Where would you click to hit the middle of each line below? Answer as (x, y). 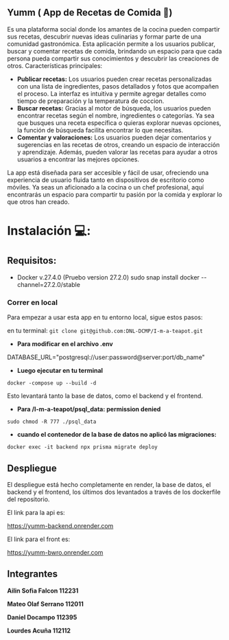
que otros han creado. (38, 202)
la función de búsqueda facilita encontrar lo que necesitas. (100, 130)
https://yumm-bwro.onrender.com (55, 552)
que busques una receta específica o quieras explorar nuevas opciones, (119, 123)
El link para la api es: (36, 512)
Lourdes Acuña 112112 (39, 630)
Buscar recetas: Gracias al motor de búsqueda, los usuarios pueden (114, 108)
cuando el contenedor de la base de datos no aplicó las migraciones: (117, 435)
